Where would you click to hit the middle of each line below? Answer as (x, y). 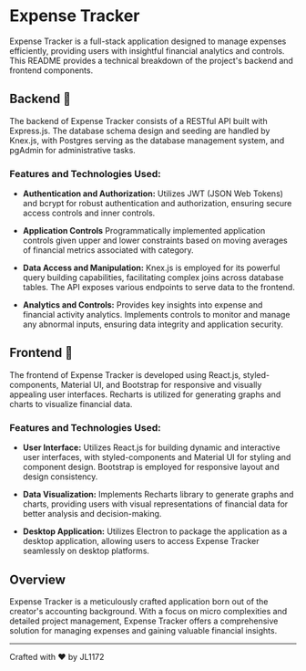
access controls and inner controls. (89, 213)
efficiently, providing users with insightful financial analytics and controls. (147, 50)
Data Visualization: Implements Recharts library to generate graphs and (158, 495)
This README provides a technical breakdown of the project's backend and (152, 60)
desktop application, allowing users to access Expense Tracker (141, 541)
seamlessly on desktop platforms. (86, 551)
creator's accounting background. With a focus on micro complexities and (148, 611)
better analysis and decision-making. (92, 514)
